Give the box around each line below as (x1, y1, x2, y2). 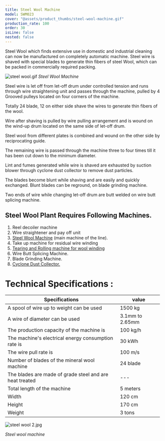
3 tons (120, 409, 135, 416)
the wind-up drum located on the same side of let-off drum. (5, 123, 126, 129)
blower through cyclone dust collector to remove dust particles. (5, 167, 134, 173)
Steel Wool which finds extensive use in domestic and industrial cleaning (5, 48, 152, 54)
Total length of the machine (7, 385, 71, 392)
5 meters (120, 385, 141, 392)
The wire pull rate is (7, 348, 53, 355)
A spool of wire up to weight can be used (7, 304, 102, 311)
